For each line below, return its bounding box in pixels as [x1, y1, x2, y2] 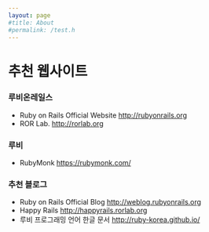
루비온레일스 [8, 92, 53, 103]
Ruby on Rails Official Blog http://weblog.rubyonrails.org [19, 198, 202, 207]
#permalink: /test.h [8, 26, 76, 34]
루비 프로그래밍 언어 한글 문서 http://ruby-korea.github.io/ [19, 215, 200, 224]
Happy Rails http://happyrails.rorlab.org [19, 205, 148, 216]
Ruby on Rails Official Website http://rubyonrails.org [19, 111, 187, 120]
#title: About [8, 19, 55, 27]
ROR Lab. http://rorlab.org [19, 118, 104, 128]
